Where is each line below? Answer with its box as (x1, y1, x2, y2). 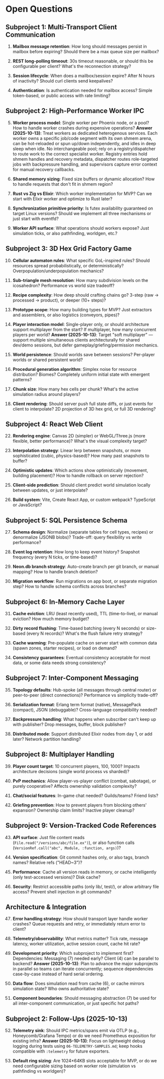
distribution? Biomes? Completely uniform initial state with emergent (12, 371, 150, 377)
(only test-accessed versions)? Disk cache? (12, 874, 101, 880)
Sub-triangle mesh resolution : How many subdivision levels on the (12, 277, 148, 283)
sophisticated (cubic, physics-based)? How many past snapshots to (12, 453, 149, 459)
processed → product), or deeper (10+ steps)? (12, 297, 106, 303)
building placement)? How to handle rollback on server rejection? (12, 473, 144, 478)
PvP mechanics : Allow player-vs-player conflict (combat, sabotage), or (12, 778, 157, 784)
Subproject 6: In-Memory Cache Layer (5, 598, 125, 606)
